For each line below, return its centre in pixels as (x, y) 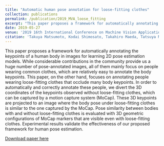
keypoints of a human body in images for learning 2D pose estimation (75, 56)
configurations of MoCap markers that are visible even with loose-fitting (78, 119)
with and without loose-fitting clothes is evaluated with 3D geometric (74, 113)
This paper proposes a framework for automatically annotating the (72, 51)
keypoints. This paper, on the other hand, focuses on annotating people (77, 77)
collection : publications (31, 14)
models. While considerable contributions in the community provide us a (78, 61)
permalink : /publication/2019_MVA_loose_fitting (55, 19)
